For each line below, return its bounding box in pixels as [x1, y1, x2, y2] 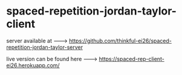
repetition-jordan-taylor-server [6, 44, 83, 51]
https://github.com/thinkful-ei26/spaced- [68, 37, 172, 44]
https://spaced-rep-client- [99, 55, 164, 62]
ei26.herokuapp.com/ [6, 62, 60, 69]
